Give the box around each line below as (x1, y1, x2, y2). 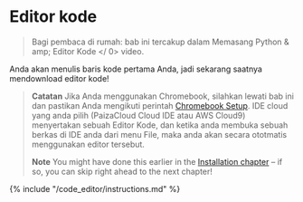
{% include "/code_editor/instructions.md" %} (9, 183, 181, 194)
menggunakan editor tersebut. (31, 139, 145, 149)
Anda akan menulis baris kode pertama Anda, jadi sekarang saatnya (9, 63, 262, 74)
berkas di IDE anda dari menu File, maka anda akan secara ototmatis (31, 129, 288, 139)
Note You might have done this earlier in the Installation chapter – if (31, 156, 283, 167)
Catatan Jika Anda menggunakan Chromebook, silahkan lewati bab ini (31, 91, 294, 101)
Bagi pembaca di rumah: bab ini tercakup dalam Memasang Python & (31, 36, 289, 47)
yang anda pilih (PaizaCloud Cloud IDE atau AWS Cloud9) (31, 110, 246, 120)
